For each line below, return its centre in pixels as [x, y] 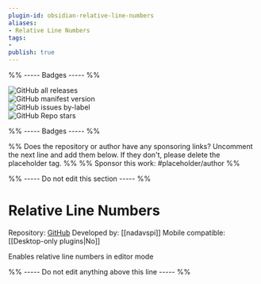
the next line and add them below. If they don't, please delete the [114, 155]
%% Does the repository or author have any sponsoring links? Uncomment [130, 146]
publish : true [32, 52]
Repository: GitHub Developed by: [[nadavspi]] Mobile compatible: [117, 232]
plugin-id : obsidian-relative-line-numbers [81, 15]
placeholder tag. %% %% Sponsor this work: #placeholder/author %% [124, 163]
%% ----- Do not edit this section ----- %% [80, 178]
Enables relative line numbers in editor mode [81, 256]
